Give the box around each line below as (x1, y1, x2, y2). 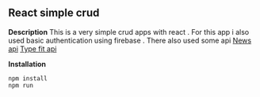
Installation (8, 59, 46, 69)
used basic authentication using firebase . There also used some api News (8, 35, 252, 45)
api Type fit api (8, 43, 57, 54)
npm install (8, 74, 48, 82)
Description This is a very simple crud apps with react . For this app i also (8, 27, 250, 36)
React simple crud (8, 6, 100, 20)
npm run (8, 81, 34, 89)
